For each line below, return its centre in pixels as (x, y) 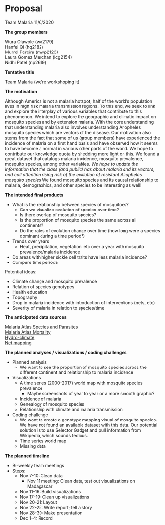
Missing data (33, 446)
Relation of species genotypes (43, 287)
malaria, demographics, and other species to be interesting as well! (73, 185)
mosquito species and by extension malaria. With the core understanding (80, 122)
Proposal (24, 9)
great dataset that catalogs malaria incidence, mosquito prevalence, (74, 158)
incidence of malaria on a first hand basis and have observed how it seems (82, 143)
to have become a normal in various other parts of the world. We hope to (79, 148)
